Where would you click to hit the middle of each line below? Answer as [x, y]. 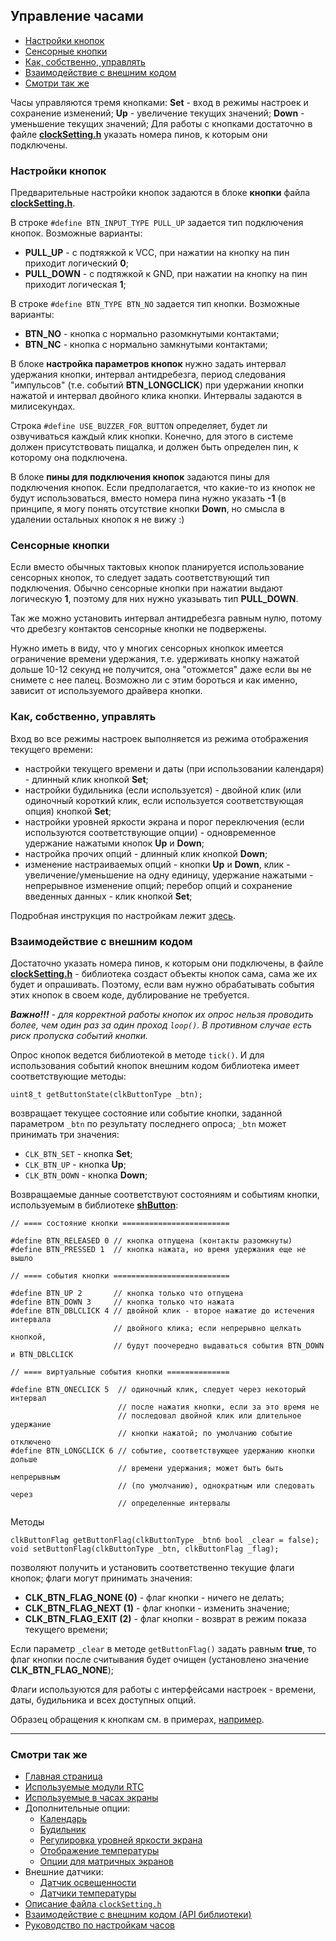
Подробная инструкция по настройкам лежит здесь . [123, 915]
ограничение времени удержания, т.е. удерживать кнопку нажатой [155, 659]
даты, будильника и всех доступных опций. [103, 1700]
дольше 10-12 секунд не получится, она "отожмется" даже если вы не [161, 670]
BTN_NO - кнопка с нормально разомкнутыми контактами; [152, 334]
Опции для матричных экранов [106, 1861]
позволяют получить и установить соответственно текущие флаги [152, 1567]
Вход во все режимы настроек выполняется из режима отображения [159, 738]
